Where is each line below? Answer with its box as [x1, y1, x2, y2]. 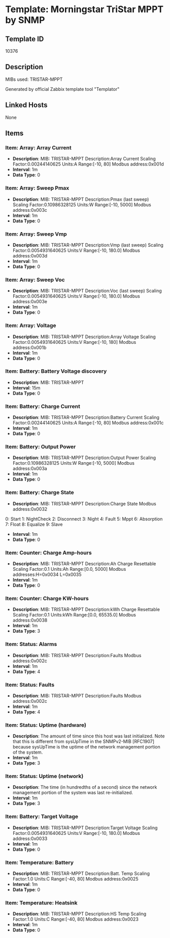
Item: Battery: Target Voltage [5, 813, 79, 820]
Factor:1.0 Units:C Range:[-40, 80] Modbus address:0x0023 [12, 916, 139, 922]
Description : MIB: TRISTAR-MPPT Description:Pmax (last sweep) [12, 196, 149, 202]
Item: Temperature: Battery [5, 859, 74, 866]
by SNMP [5, 14, 45, 26]
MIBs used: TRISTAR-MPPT [5, 76, 63, 82]
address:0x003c [12, 207, 47, 213]
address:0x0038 [12, 617, 48, 623]
